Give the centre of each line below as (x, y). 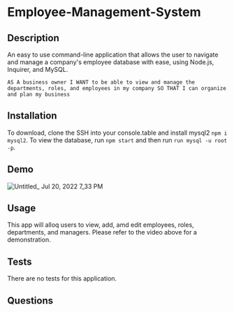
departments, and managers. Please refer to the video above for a (102, 232)
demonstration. (29, 240)
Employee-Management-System (104, 12)
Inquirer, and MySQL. (38, 69)
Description (33, 38)
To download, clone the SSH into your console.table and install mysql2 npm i (117, 133)
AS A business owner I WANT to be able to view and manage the (101, 82)
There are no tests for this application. (62, 278)
